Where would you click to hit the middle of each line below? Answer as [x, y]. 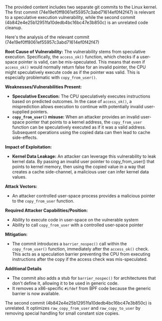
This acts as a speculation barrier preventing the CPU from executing [81, 254]
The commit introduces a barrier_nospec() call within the [69, 244]
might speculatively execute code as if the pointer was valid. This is [73, 72]
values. [19, 177]
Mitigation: [16, 234]
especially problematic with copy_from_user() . [51, 77]
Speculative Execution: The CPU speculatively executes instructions [81, 96]
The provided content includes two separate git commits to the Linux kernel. [81, 7]
